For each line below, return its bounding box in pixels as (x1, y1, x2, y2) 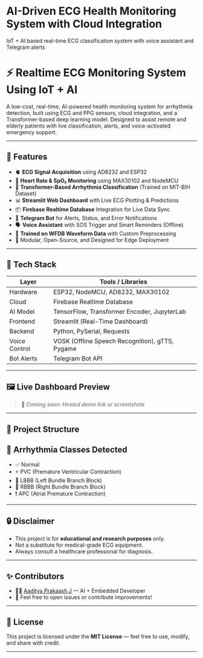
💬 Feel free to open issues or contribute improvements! (14, 594, 152, 601)
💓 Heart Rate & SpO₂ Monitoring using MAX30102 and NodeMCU (14, 177, 179, 184)
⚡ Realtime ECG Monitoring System (6, 66, 186, 80)
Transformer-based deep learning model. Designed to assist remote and (6, 116, 186, 123)
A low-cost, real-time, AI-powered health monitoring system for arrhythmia (6, 103, 193, 110)
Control (9, 344, 31, 353)
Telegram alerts (6, 44, 45, 51)
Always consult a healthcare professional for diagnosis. (14, 548, 153, 555)
